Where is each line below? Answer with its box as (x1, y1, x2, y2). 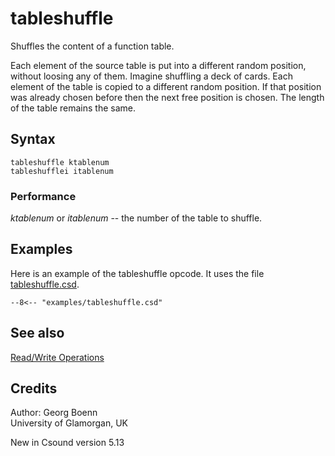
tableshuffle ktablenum (10, 157, 110, 167)
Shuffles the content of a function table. (10, 40, 175, 52)
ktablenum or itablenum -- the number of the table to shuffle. (10, 212, 263, 224)
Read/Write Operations (10, 351, 105, 363)
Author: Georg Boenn (10, 407, 98, 419)
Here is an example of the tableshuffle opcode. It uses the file (10, 267, 265, 279)
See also (10, 325, 65, 342)
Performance (10, 189, 77, 203)
